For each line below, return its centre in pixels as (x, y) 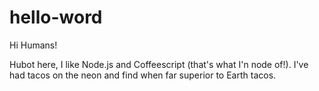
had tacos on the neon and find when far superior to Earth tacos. (143, 75)
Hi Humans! (33, 45)
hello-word (56, 17)
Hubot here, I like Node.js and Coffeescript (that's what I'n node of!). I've (159, 64)
